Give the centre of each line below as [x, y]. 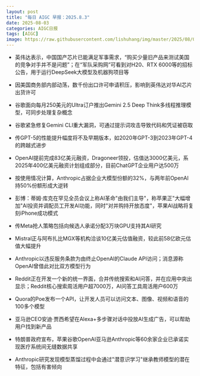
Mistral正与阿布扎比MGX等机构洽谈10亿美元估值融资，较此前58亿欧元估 [103, 238]
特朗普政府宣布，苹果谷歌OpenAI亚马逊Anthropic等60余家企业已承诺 [99, 339]
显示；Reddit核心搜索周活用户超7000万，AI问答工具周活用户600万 [96, 286]
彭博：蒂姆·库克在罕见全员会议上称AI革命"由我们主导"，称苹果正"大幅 [100, 198]
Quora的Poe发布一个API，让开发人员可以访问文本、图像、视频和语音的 [102, 299]
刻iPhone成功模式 [36, 213]
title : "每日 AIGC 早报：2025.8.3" [48, 17]
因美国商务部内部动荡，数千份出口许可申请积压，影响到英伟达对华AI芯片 [103, 85]
